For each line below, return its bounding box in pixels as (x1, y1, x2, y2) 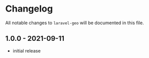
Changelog (5, 3, 53, 15)
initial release (12, 47, 41, 53)
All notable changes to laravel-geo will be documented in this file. (5, 20, 144, 26)
